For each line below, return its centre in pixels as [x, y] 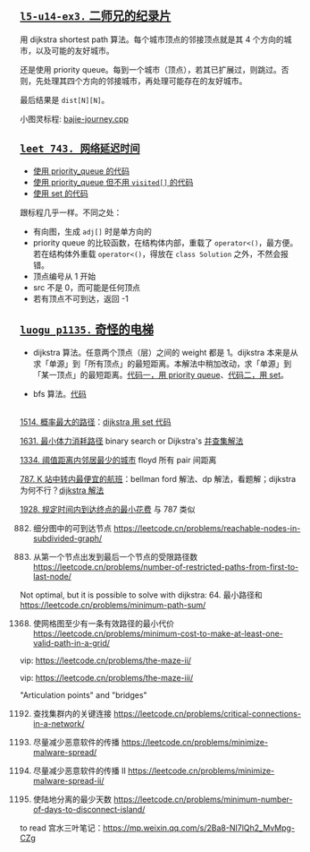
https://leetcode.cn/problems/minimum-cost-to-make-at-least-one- [158, 633]
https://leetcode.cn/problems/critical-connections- [207, 713]
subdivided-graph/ [67, 538]
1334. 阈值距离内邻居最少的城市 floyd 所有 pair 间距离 [118, 460]
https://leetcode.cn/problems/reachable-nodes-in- [207, 528]
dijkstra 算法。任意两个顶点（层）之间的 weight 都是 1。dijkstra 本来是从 [165, 353]
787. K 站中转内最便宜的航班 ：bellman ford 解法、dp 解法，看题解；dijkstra [158, 478]
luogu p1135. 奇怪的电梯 [87, 330]
